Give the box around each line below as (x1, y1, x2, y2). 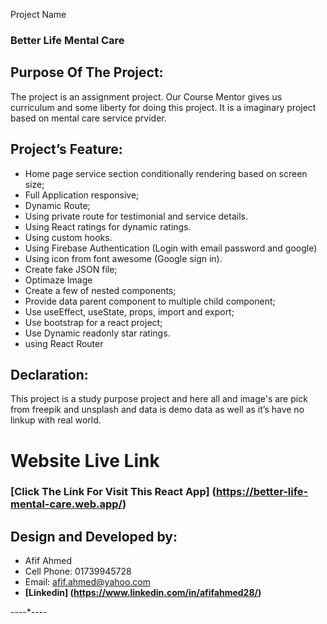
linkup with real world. (10, 414, 102, 426)
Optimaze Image (24, 274, 93, 286)
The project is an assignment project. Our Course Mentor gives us (10, 90, 283, 103)
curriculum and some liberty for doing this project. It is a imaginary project (10, 101, 317, 113)
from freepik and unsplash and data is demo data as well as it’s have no (10, 404, 305, 416)
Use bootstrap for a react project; (24, 316, 163, 328)
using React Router (24, 337, 104, 349)
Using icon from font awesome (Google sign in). (24, 252, 223, 264)
